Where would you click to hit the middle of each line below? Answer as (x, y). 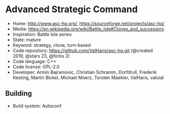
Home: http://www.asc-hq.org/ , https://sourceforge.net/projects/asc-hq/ (89, 23)
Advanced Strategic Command (72, 9)
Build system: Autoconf (37, 106)
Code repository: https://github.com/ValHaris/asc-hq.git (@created (83, 50)
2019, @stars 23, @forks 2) (41, 56)
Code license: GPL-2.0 (36, 67)
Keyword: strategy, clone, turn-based (52, 45)
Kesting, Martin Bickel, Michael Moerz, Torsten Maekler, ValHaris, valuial (88, 77)
